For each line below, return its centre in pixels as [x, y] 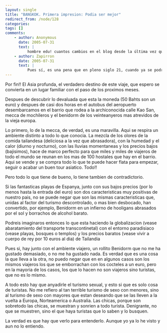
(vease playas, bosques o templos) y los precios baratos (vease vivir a [77, 233]
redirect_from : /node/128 [32, 19]
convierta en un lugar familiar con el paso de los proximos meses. [73, 90]
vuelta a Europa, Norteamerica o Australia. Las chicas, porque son [73, 301]
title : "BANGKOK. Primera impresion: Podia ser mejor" [63, 14]
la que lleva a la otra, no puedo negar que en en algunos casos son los [78, 259]
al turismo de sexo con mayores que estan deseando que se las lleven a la [81, 295]
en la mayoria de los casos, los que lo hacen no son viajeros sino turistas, [80, 270]
